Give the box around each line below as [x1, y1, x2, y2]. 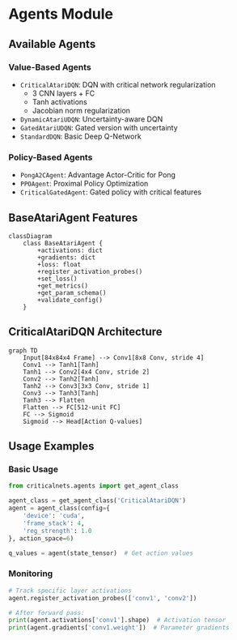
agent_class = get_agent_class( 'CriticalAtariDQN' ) [8, 497, 186, 505]
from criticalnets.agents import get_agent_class [8, 482, 180, 490]
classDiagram [8, 232, 53, 240]
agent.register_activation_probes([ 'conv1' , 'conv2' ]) [8, 594, 197, 602]
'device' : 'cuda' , [23, 512, 85, 520]
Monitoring [8, 568, 53, 579]
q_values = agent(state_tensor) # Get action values [8, 548, 194, 557]
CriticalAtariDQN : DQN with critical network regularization [19, 79, 216, 89]
